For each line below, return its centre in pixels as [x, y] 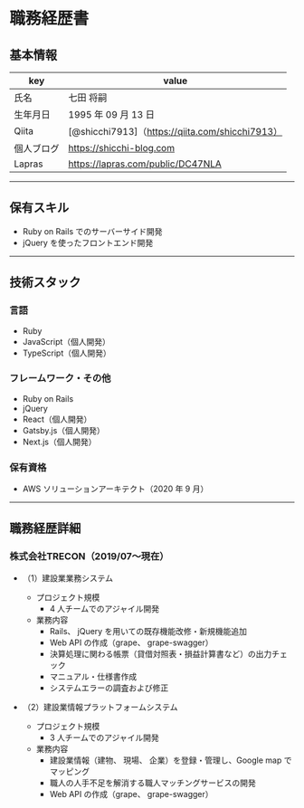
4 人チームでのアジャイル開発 [104, 608]
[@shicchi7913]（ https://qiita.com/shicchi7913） [176, 132]
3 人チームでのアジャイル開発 [104, 737]
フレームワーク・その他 [60, 378]
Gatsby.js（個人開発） [64, 430]
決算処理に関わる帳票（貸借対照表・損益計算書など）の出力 [161, 653]
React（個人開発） [57, 419]
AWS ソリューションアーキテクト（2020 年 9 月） [115, 489]
